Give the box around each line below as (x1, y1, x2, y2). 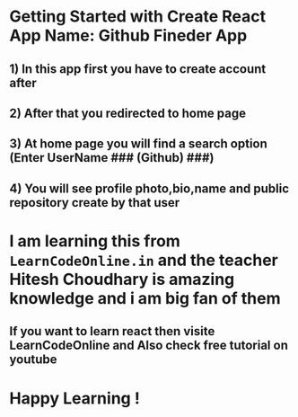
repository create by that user (9, 195, 180, 210)
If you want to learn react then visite (9, 324, 215, 339)
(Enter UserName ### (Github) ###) (9, 150, 215, 165)
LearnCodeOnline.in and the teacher (9, 250, 278, 271)
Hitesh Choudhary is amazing (9, 269, 235, 289)
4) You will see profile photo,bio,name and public (9, 181, 290, 196)
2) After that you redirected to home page (9, 105, 247, 120)
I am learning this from (9, 231, 181, 251)
